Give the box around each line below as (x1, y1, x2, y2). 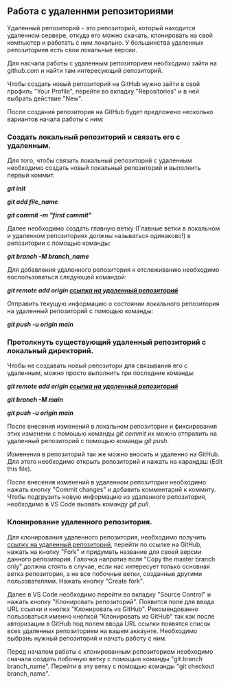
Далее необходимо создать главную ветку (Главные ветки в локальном (7, 224, 220, 233)
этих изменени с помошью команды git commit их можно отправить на (7, 429, 218, 438)
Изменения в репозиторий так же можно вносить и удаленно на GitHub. (7, 450, 220, 458)
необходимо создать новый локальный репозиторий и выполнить (7, 164, 201, 172)
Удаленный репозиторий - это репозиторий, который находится (7, 23, 196, 32)
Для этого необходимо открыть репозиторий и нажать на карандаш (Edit (7, 458, 223, 466)
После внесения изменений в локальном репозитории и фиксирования (7, 423, 218, 431)
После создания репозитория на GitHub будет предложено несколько (7, 107, 214, 116)
